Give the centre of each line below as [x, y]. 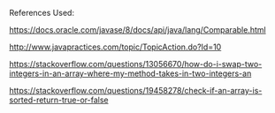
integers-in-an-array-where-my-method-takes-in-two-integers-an [130, 73]
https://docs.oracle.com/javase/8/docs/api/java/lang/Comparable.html [138, 30]
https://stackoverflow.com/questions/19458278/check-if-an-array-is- [136, 90]
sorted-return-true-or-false [59, 100]
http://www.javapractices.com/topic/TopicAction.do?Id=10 [115, 47]
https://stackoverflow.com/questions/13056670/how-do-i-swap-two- [136, 64]
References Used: [42, 13]
